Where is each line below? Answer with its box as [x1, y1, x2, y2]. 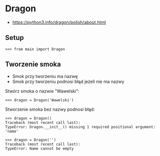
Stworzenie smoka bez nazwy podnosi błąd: [5, 106, 95, 112]
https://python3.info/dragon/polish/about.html [12, 19, 106, 25]
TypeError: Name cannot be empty [5, 146, 74, 151]
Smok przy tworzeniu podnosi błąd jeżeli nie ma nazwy [12, 78, 124, 84]
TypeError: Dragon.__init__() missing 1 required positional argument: [5, 124, 156, 129]
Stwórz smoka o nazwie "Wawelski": [5, 88, 80, 94]
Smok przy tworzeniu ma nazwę [12, 73, 78, 79]
